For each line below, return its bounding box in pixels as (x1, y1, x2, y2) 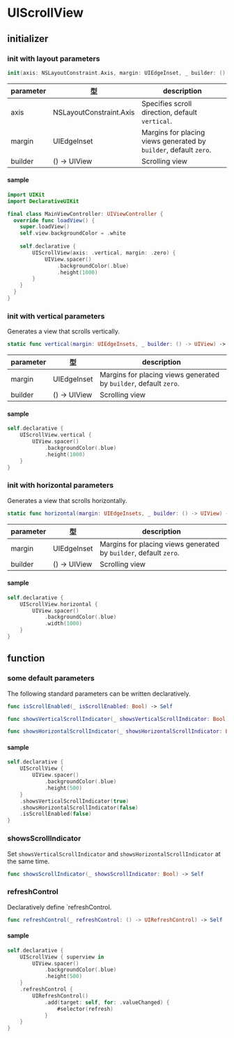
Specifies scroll (141, 98, 192, 108)
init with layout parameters (7, 54, 100, 64)
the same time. (7, 857, 50, 865)
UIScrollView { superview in (19, 953, 104, 960)
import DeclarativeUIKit (7, 198, 79, 205)
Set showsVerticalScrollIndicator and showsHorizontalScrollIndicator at (7, 849, 221, 858)
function (7, 652, 45, 664)
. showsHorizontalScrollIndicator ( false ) (19, 804, 139, 811)
